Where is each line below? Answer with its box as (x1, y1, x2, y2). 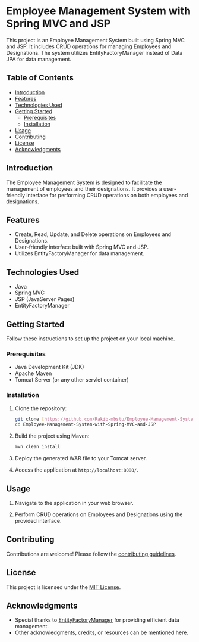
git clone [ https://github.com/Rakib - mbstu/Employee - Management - (14, 416, 180, 422)
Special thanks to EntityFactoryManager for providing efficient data (14, 616, 179, 624)
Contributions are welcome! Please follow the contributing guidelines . (6, 550, 176, 557)
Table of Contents (6, 73, 74, 83)
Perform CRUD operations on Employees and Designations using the (14, 511, 183, 518)
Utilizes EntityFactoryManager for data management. (14, 250, 144, 257)
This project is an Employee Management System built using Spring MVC (6, 36, 185, 44)
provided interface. (14, 517, 62, 525)
